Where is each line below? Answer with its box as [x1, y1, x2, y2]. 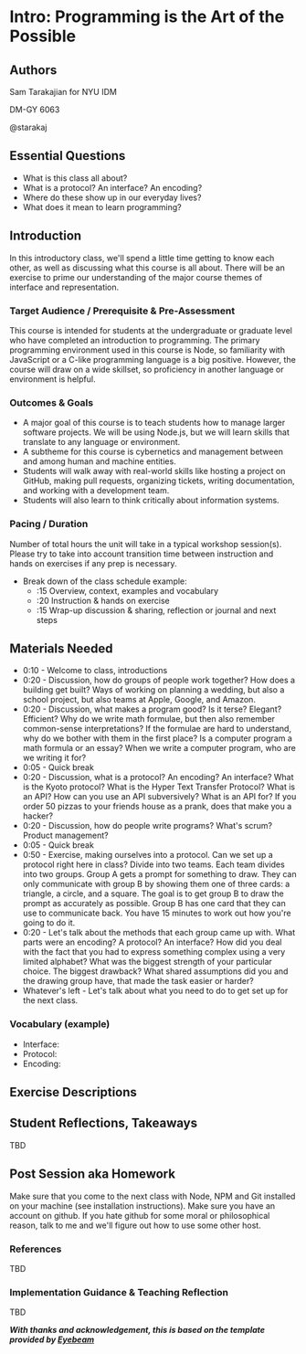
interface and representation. [9, 281, 120, 292]
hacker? [22, 810, 53, 821]
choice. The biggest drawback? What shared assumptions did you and [22, 966, 289, 977]
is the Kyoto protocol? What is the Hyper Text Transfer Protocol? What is [22, 781, 295, 792]
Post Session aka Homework [9, 1167, 176, 1182]
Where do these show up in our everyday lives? [22, 192, 202, 203]
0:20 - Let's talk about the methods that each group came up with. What [22, 927, 295, 938]
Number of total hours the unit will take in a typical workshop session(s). [9, 538, 282, 549]
